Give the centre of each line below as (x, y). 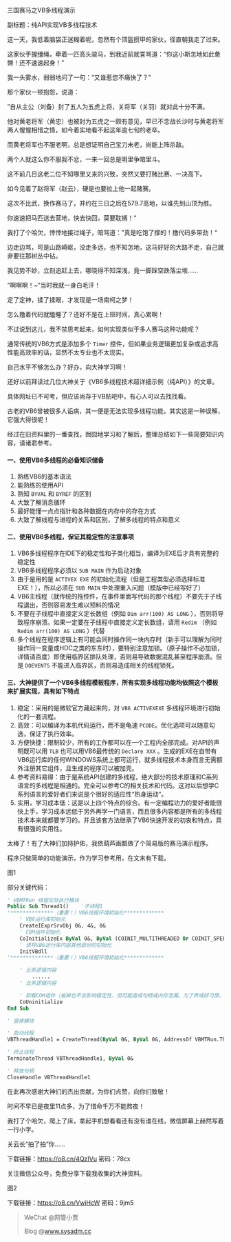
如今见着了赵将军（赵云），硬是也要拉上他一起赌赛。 (81, 189)
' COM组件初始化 (40, 932)
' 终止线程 (21, 1052)
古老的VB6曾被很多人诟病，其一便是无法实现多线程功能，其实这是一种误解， (115, 411)
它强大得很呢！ (28, 420)
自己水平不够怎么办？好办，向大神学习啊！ (67, 367)
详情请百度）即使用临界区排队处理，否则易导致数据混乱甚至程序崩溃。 (117, 657)
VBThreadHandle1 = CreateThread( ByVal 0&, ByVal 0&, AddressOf (100, 1040)
